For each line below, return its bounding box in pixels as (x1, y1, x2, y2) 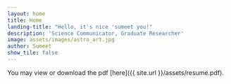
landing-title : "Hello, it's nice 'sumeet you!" (7, 23, 153, 30)
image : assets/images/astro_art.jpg (7, 36, 115, 43)
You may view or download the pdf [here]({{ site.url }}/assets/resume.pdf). (7, 68, 224, 77)
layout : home (7, 10, 46, 17)
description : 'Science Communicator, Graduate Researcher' (7, 29, 185, 37)
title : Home (7, 17, 42, 24)
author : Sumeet (7, 43, 52, 50)
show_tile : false (7, 50, 58, 57)
